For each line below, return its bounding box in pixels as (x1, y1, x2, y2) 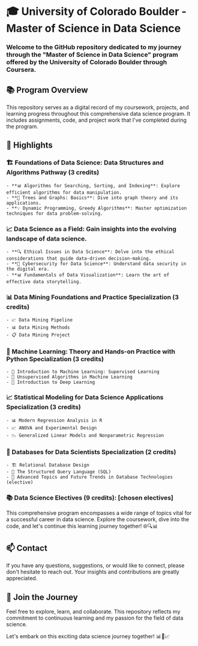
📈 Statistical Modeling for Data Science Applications (6, 393, 164, 402)
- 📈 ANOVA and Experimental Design (6, 425, 97, 431)
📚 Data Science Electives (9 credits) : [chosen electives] (6, 494, 174, 502)
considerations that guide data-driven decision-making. (6, 256, 152, 262)
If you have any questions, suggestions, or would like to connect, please (6, 562, 185, 569)
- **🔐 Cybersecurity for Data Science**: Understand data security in (6, 260, 187, 267)
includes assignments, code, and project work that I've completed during (6, 116, 187, 124)
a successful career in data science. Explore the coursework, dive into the (6, 516, 190, 523)
